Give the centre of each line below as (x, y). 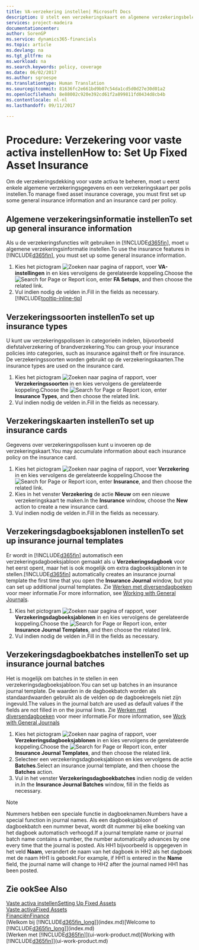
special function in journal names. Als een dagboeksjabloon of (82, 820)
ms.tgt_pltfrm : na (29, 56)
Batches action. (34, 771)
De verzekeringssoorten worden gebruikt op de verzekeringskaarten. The (95, 360)
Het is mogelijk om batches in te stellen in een (62, 678)
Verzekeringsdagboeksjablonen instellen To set (95, 532)
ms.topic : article (29, 45)
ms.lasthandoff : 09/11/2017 (41, 105)
